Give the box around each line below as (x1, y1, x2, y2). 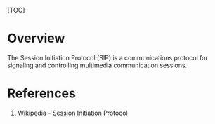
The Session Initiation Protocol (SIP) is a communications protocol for (7, 53, 209, 62)
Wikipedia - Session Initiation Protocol (17, 109, 128, 117)
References (7, 85, 76, 102)
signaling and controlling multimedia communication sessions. (7, 61, 188, 69)
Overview (7, 31, 65, 46)
